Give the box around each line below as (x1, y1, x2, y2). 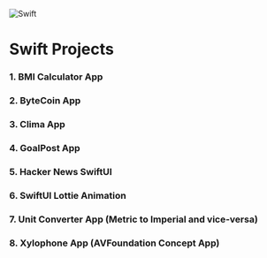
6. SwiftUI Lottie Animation (9, 189, 126, 201)
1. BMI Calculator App (9, 71, 103, 83)
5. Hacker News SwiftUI (9, 165, 112, 178)
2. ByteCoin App (9, 95, 81, 107)
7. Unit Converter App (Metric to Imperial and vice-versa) (9, 213, 258, 225)
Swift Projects (9, 40, 115, 59)
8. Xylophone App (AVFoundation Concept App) (9, 237, 220, 249)
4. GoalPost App (9, 141, 81, 154)
